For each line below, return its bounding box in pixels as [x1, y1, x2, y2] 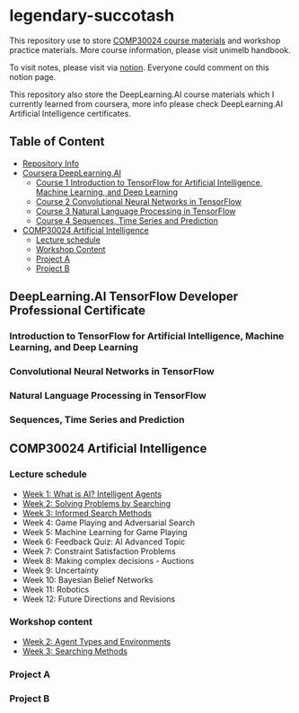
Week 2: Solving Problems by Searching [22, 497, 171, 508]
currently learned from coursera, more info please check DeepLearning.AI [9, 98, 284, 109]
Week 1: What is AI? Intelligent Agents [22, 489, 163, 499]
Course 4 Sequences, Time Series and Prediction [35, 215, 218, 225]
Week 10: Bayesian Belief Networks [22, 574, 154, 585]
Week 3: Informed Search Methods [22, 507, 153, 518]
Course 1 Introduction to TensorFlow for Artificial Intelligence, [35, 177, 263, 188]
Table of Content [9, 134, 105, 149]
